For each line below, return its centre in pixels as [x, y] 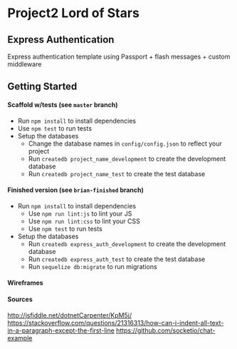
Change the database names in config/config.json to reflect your [125, 143]
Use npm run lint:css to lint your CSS [84, 221]
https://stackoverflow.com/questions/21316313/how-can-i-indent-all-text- [116, 323]
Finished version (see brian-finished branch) [76, 190]
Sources [20, 299]
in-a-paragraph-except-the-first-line [61, 330]
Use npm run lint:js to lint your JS [80, 213]
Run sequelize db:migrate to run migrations [93, 266]
